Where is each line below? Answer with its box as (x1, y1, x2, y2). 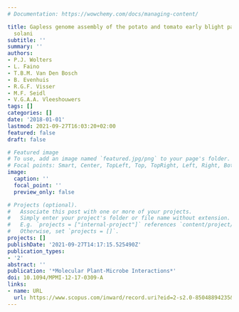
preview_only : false (14, 188, 75, 196)
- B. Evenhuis (7, 76, 50, 83)
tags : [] (7, 103, 33, 110)
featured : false (7, 129, 55, 136)
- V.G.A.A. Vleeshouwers (7, 96, 81, 103)
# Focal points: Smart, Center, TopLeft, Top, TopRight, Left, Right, (7, 162, 221, 170)
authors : (7, 50, 33, 57)
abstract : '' (7, 261, 46, 268)
